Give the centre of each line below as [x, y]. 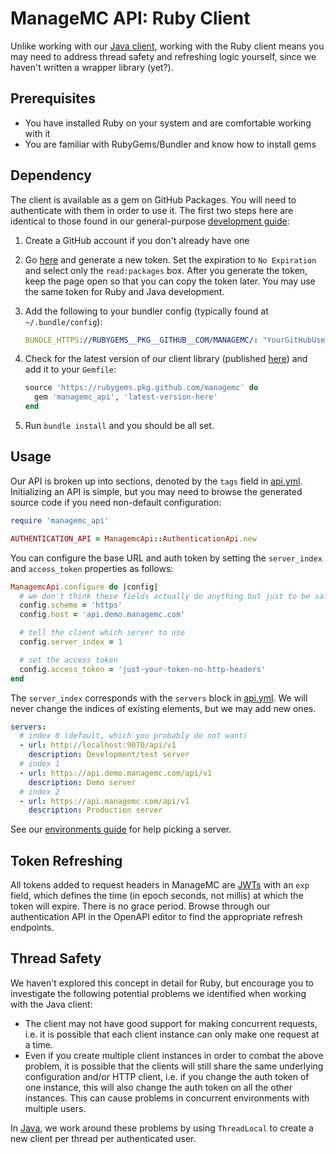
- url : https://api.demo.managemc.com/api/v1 [116, 773]
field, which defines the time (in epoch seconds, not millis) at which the [157, 896]
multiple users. [55, 1108]
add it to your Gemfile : [70, 369]
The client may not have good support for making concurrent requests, [171, 1023]
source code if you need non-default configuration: [116, 502]
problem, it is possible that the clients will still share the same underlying [174, 1066]
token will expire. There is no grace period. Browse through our [140, 906]
